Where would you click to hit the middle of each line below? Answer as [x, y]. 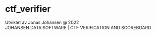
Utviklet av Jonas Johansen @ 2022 [42, 22]
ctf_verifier [28, 9]
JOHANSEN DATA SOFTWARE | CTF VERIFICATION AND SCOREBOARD [78, 27]
